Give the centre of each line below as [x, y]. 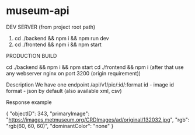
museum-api [38, 11]
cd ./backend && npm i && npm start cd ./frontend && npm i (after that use [95, 67]
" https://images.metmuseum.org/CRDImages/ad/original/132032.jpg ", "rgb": [98, 120]
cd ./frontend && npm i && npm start [58, 44]
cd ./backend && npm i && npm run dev [62, 38]
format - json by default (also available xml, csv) [64, 91]
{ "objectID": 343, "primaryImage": [48, 113]
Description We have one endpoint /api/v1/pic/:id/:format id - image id [90, 84]
